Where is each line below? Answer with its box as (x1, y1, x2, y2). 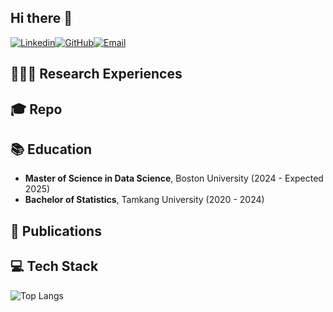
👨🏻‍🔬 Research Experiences (10, 66, 183, 83)
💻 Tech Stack (10, 258, 99, 275)
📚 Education (10, 141, 93, 158)
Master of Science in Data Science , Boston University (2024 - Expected (24, 172, 324, 185)
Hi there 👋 (10, 10, 73, 27)
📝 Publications (10, 222, 102, 240)
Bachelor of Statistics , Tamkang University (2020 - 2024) (24, 194, 265, 206)
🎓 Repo (10, 101, 63, 118)
